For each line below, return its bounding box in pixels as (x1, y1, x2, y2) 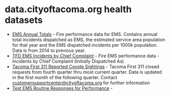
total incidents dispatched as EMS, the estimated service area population (12, 37, 165, 43)
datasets (5, 14, 43, 26)
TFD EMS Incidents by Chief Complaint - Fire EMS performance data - (12, 52, 160, 59)
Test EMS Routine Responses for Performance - (12, 85, 113, 91)
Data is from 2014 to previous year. (12, 47, 86, 53)
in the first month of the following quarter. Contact (12, 74, 118, 80)
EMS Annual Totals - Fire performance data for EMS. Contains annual (12, 31, 158, 37)
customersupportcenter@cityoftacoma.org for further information (12, 80, 150, 86)
